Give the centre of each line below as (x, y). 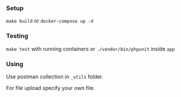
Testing (17, 36)
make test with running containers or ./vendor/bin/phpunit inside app (90, 49)
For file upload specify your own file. (51, 88)
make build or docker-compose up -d (50, 21)
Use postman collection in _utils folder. (55, 77)
